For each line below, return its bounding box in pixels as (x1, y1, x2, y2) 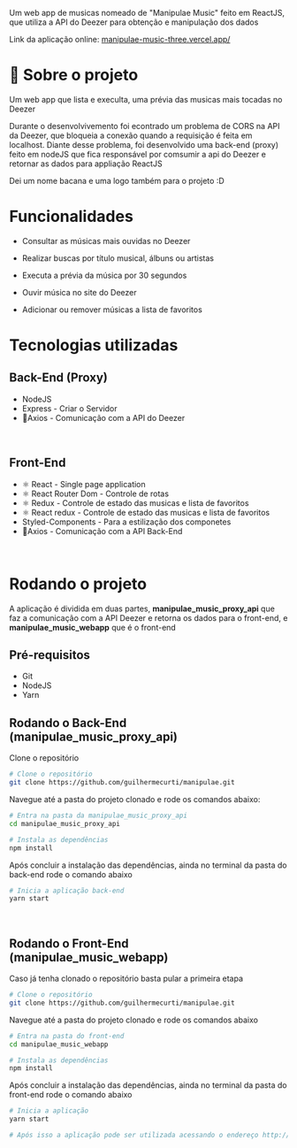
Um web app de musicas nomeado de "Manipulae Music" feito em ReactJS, (9, 8, 286, 18)
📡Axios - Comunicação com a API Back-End (21, 525, 183, 536)
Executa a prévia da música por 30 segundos (21, 270, 187, 280)
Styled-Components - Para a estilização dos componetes (21, 517, 232, 527)
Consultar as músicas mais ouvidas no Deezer (21, 235, 191, 246)
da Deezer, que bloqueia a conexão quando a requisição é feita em (9, 130, 253, 141)
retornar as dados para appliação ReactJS (9, 158, 163, 169)
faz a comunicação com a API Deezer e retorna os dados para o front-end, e (9, 612, 288, 623)
